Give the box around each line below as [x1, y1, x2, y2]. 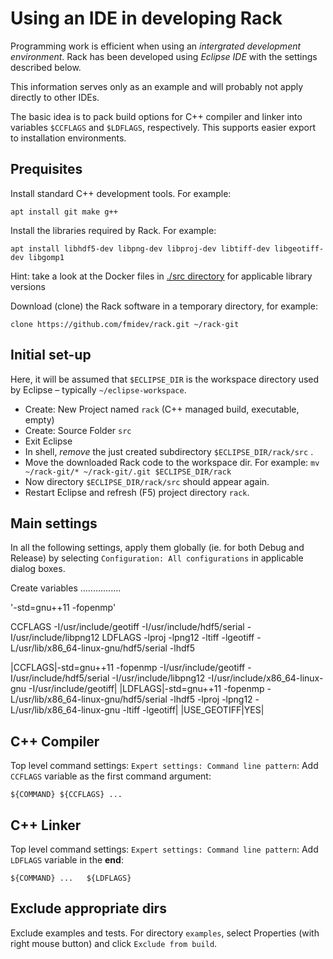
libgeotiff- [274, 243, 325, 254]
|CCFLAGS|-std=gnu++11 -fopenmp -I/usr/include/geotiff [10, 662, 246, 674]
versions [10, 280, 46, 292]
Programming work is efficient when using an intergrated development [10, 40, 302, 52]
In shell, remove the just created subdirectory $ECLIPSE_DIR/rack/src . [24, 445, 314, 457]
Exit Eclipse [24, 435, 73, 447]
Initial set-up [10, 347, 92, 364]
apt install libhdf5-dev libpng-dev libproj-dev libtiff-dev [10, 243, 271, 254]
